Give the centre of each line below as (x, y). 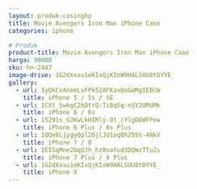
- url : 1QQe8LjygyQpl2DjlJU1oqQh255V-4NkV (88, 135)
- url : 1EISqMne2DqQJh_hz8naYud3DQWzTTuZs (88, 150)
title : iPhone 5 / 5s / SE (68, 97)
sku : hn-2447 (30, 68)
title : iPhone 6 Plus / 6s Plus (77, 128)
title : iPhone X (50, 173)
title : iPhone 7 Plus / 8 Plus (75, 158)
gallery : (23, 82)
